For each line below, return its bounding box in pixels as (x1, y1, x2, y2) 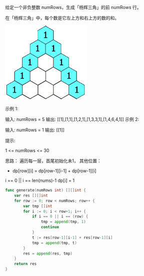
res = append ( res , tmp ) (23, 251, 72, 256)
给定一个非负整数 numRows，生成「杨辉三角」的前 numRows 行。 (5, 4, 141, 10)
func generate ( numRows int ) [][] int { (5, 188, 86, 193)
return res (14, 262, 37, 267)
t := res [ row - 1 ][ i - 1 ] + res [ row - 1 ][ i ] (31, 235, 113, 240)
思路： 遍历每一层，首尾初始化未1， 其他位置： (5, 158, 101, 164)
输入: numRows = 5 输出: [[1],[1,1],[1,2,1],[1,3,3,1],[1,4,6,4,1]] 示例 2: (5, 116, 139, 122)
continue (40, 225, 59, 230)
